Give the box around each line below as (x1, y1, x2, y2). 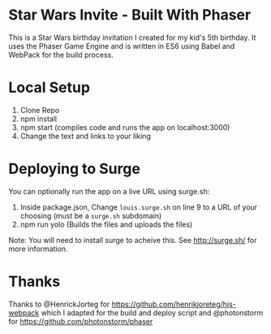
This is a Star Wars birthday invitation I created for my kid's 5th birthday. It (8, 33, 256, 42)
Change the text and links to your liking (19, 131, 152, 141)
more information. (8, 244, 68, 254)
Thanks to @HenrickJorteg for (8, 299, 110, 309)
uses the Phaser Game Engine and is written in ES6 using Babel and (8, 41, 235, 50)
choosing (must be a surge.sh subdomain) (19, 210, 162, 220)
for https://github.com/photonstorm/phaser (8, 316, 153, 326)
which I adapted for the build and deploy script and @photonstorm (41, 307, 264, 318)
